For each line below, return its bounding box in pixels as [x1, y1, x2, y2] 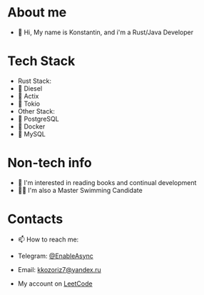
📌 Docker [17, 122, 46, 131]
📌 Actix [17, 91, 39, 100]
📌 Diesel [17, 84, 43, 93]
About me [7, 4, 67, 21]
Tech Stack [7, 53, 76, 69]
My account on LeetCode [17, 279, 93, 288]
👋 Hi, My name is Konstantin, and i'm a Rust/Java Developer [17, 28, 194, 36]
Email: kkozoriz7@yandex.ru [17, 265, 101, 274]
